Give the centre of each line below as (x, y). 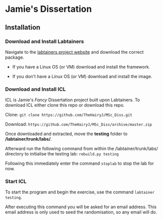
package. (15, 57)
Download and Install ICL (36, 89)
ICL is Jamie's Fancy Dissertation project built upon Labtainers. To (73, 100)
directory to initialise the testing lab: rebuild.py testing (62, 154)
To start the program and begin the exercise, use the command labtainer (80, 192)
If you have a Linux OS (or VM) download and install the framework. (81, 67)
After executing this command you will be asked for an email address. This (81, 207)
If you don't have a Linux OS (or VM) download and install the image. (82, 76)
